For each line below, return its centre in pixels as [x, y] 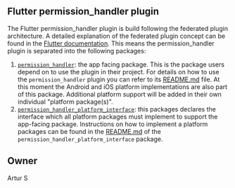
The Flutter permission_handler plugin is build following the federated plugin [118, 28]
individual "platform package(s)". [65, 102]
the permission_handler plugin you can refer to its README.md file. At [119, 79]
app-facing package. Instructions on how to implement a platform [113, 124]
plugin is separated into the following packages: [77, 51]
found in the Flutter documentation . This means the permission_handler [111, 43]
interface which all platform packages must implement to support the [118, 116]
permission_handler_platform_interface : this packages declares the [116, 109]
